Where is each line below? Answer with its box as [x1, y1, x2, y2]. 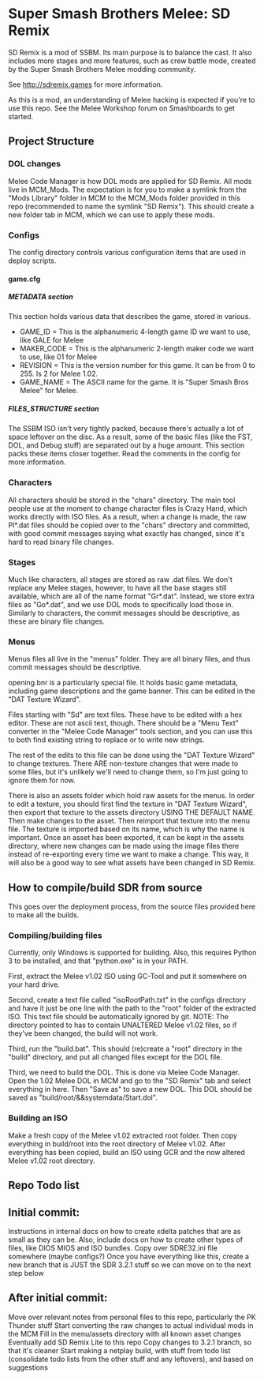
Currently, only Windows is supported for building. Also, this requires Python [8, 948, 257, 958]
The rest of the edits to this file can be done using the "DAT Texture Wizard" [8, 751, 255, 760]
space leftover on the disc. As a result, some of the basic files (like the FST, [8, 432, 253, 442]
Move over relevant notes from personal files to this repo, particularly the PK [8, 1312, 256, 1322]
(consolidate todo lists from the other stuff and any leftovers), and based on [8, 1354, 254, 1363]
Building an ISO [8, 1112, 69, 1123]
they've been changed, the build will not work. [8, 1029, 158, 1038]
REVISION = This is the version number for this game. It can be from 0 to [19, 361, 256, 370]
